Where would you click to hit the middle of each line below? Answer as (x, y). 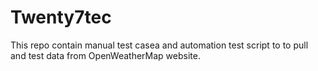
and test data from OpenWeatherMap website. (105, 55)
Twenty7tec (61, 17)
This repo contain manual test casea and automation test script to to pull (159, 45)
